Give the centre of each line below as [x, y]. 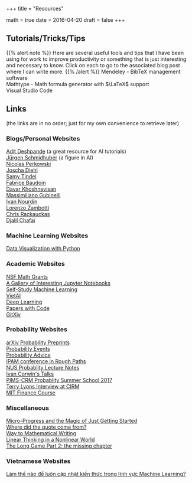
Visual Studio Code [30, 90]
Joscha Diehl [22, 170]
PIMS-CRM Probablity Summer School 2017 [59, 380]
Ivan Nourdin [22, 201]
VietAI [14, 295]
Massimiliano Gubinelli [33, 195]
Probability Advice [29, 355]
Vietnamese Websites [38, 461]
